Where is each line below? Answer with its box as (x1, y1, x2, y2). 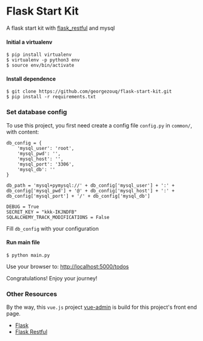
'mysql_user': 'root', (17, 145, 75, 151)
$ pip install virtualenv (6, 52, 72, 58)
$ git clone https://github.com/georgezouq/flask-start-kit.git (6, 89, 172, 95)
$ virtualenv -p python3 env (6, 57, 80, 63)
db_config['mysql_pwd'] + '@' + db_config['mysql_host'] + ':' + (6, 187, 175, 194)
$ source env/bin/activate (6, 62, 75, 69)
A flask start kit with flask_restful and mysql (6, 24, 115, 32)
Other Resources (6, 289, 58, 298)
